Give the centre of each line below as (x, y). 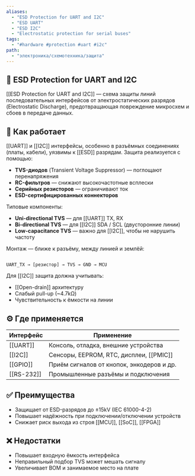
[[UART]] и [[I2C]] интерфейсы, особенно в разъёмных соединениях (93, 146)
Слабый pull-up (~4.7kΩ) (46, 294)
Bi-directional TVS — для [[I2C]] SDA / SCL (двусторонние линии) (97, 225)
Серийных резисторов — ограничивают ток (71, 189)
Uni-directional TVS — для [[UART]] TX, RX (69, 218)
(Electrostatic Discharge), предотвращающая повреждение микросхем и (98, 107)
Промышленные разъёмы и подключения (109, 375)
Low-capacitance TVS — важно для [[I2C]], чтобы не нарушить (95, 231)
